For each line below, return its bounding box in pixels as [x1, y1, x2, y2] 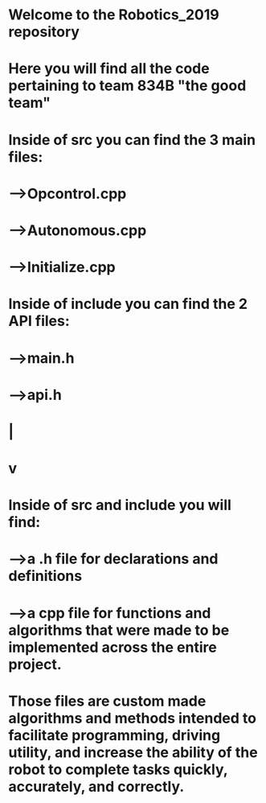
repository [8, 23, 80, 41]
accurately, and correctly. [8, 777, 185, 796]
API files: [8, 312, 70, 331]
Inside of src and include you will [8, 496, 231, 514]
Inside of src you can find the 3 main [8, 130, 256, 149]
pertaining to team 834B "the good [8, 76, 247, 95]
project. [8, 655, 62, 673]
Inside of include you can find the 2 [8, 295, 248, 313]
